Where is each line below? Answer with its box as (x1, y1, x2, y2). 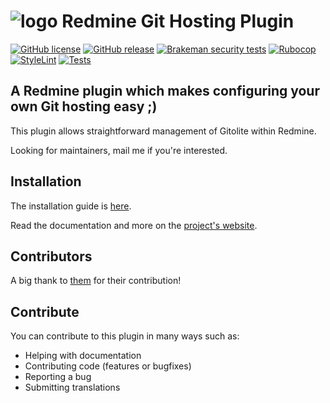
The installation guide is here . (10, 200, 132, 212)
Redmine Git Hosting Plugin (61, 10, 295, 33)
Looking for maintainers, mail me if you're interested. (10, 144, 228, 156)
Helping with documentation (24, 350, 142, 362)
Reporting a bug (24, 371, 92, 383)
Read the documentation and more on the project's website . (10, 219, 258, 231)
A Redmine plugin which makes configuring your (10, 83, 320, 100)
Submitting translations (24, 381, 121, 394)
